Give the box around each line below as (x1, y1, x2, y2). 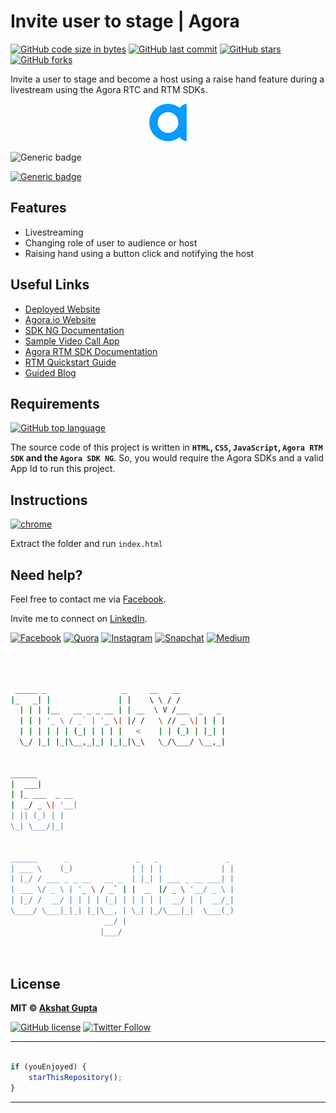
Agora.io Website (24, 313, 97, 325)
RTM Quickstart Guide (24, 356, 117, 368)
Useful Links (10, 276, 90, 294)
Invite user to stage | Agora (10, 10, 240, 33)
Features (10, 200, 67, 217)
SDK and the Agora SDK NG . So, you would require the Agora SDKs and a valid (10, 452, 325, 464)
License (10, 975, 61, 992)
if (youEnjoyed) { (10, 1062, 87, 1072)
